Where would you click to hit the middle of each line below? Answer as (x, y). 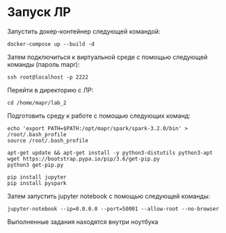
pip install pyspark (37, 183)
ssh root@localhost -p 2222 (48, 77)
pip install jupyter (37, 177)
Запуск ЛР (39, 12)
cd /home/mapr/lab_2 (37, 103)
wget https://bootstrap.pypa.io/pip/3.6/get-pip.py (83, 159)
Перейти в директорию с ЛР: (50, 90)
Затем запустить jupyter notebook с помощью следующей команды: (109, 196)
